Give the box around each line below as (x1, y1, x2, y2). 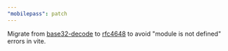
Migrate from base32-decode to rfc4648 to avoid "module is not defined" (7, 29, 222, 38)
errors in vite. (7, 36, 46, 45)
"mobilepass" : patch (7, 10, 68, 17)
